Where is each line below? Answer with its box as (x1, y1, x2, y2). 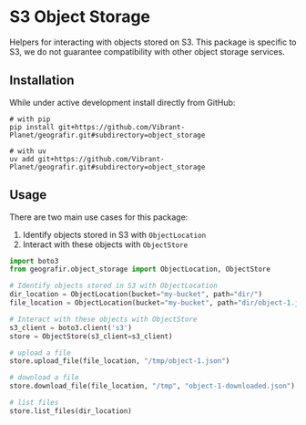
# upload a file (9, 348, 71, 358)
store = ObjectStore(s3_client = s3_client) (9, 331, 173, 341)
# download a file (9, 373, 79, 382)
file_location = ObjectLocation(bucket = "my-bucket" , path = (9, 298, 239, 307)
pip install (9, 122, 55, 131)
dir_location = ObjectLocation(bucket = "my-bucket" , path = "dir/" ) (9, 290, 262, 299)
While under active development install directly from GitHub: (9, 97, 236, 108)
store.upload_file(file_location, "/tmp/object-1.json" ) (9, 357, 230, 366)
